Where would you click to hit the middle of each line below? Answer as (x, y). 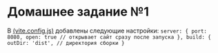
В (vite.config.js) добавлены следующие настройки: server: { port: (107, 31)
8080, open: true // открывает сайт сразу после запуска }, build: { (109, 37)
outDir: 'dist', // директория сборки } (66, 43)
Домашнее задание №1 (78, 12)
